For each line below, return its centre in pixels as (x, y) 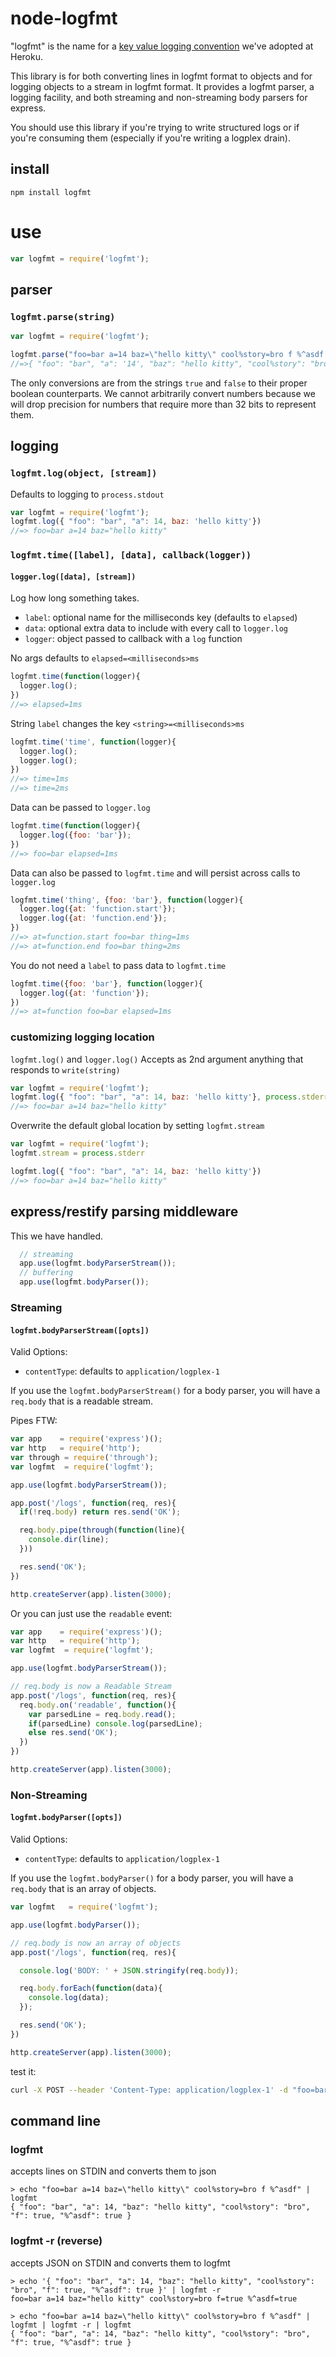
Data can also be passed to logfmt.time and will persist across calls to (155, 873)
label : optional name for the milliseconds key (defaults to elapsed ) (161, 618)
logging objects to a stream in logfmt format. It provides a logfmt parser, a (162, 86)
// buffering (46, 1273)
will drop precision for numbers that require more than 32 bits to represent (163, 404)
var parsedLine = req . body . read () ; (102, 1714)
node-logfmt (64, 18)
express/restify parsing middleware (124, 1212)
